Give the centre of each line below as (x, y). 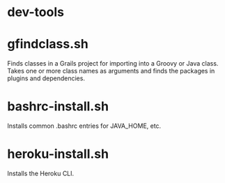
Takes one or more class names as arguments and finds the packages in (111, 71)
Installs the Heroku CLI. (41, 173)
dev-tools (36, 12)
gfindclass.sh (48, 44)
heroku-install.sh (58, 154)
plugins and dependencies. (46, 78)
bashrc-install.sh (58, 107)
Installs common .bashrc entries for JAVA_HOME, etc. (84, 126)
